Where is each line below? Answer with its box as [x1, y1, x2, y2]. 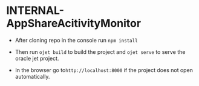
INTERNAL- [6, 4, 65, 18]
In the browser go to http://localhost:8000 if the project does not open [15, 66, 194, 73]
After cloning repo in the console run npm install [15, 36, 138, 44]
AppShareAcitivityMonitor [6, 16, 141, 30]
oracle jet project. [15, 55, 59, 62]
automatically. [15, 73, 50, 80]
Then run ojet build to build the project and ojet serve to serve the [15, 48, 186, 55]
